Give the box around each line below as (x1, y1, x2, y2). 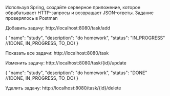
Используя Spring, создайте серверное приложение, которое (5, 5, 141, 10)
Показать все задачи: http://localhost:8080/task (5, 50, 109, 56)
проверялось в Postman (5, 15, 58, 21)
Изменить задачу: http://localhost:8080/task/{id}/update (5, 60, 126, 66)
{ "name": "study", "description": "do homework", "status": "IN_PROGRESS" (5, 35, 165, 41)
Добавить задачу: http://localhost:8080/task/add (5, 25, 111, 31)
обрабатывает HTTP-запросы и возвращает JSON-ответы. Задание (5, 10, 154, 16)
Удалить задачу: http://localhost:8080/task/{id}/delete (5, 85, 121, 91)
